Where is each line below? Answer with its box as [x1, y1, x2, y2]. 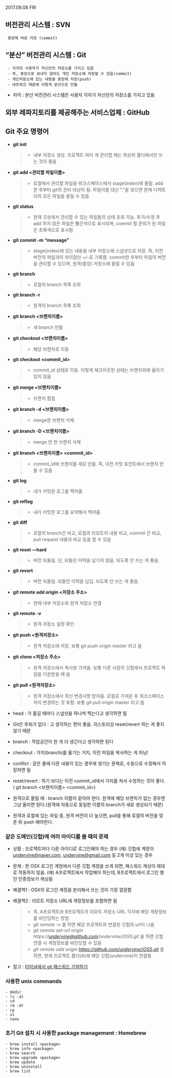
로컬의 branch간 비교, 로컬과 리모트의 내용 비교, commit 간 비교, [33, 530, 162, 536]
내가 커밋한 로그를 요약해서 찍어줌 [33, 509, 101, 515]
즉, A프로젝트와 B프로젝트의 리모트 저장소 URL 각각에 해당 [33, 909, 149, 915]
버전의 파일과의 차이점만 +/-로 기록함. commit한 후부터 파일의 [33, 254, 157, 260]
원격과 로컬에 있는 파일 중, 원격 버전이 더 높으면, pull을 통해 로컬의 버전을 [12, 812, 158, 818]
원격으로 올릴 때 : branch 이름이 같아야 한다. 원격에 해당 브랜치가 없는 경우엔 [12, 795, 165, 801]
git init [12, 141, 27, 147]
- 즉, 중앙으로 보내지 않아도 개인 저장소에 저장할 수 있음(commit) [7, 71, 132, 76]
